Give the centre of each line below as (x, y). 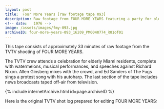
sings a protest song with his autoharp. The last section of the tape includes (81, 77)
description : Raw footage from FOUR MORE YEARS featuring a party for (78, 19)
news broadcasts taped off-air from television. (52, 82)
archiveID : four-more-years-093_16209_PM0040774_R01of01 (64, 32)
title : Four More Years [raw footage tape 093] (55, 14)
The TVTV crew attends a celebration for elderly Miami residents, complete (81, 61)
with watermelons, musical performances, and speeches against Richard (78, 66)
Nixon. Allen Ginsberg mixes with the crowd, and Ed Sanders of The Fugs (79, 71)
